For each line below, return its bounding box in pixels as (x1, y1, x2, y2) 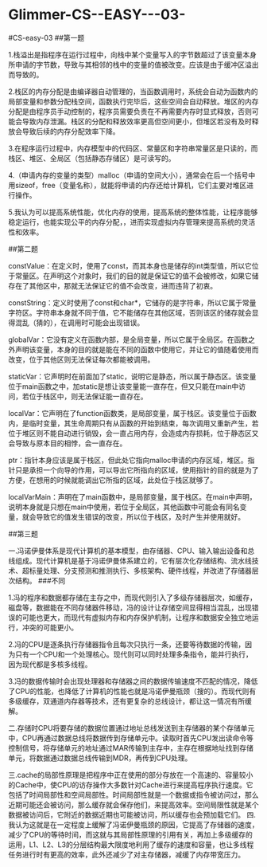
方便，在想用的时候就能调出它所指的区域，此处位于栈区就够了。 (8, 475, 217, 484)
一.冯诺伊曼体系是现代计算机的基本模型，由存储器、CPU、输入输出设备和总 (8, 546, 255, 555)
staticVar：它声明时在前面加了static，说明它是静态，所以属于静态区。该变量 (8, 371, 257, 381)
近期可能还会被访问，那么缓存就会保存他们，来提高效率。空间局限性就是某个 (8, 799, 259, 810)
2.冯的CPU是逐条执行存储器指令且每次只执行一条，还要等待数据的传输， (8, 639, 246, 649)
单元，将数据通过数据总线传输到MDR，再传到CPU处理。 (8, 753, 192, 763)
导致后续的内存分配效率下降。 (21, 126, 120, 136)
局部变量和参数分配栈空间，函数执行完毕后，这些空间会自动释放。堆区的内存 (8, 96, 259, 106)
